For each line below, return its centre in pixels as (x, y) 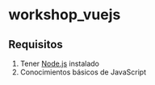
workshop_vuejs (65, 15)
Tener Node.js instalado (59, 63)
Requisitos (36, 45)
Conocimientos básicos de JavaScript (83, 72)
